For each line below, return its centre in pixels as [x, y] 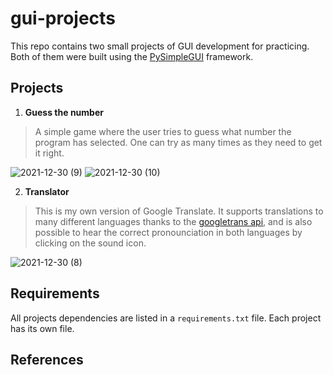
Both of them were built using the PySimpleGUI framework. [132, 56]
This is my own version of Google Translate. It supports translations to [179, 211]
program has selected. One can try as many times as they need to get [178, 142]
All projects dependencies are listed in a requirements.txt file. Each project [166, 318]
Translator [47, 191]
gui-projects [63, 18]
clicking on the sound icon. [90, 243]
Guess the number [64, 112]
